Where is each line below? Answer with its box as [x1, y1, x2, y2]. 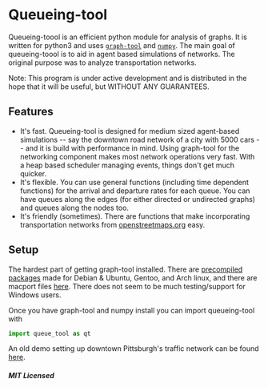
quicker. [19, 168, 46, 178]
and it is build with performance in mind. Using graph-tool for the [25, 143, 240, 153]
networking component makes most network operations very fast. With [19, 151, 255, 161]
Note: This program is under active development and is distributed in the [8, 73, 247, 83]
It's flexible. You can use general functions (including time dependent [19, 177, 250, 187]
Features [8, 105, 54, 119]
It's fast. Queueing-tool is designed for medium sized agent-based [19, 126, 240, 135]
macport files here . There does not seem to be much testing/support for [8, 281, 246, 291]
